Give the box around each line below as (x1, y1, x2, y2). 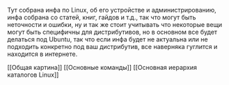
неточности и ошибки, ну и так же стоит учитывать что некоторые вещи (7, 21, 223, 28)
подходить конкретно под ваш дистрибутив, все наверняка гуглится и (7, 43, 218, 50)
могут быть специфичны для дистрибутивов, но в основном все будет (7, 28, 218, 36)
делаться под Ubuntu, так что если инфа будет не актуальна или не (7, 35, 208, 44)
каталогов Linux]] (7, 70, 59, 79)
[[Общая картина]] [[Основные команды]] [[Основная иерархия (7, 64, 197, 71)
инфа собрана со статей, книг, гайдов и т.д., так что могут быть (7, 13, 196, 21)
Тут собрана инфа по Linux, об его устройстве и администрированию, (7, 6, 217, 14)
